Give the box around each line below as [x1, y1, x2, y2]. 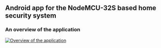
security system [5, 12, 57, 20]
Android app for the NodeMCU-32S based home [5, 4, 157, 12]
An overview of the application [5, 26, 80, 33]
